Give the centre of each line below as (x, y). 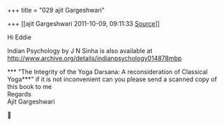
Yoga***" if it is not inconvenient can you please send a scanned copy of (112, 79)
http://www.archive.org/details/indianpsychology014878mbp (95, 58)
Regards (19, 94)
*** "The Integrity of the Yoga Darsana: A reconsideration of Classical (107, 72)
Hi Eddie (19, 37)
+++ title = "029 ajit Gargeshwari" (56, 10)
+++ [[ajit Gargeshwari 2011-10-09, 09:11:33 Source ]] (84, 23)
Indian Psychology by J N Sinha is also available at (80, 51)
